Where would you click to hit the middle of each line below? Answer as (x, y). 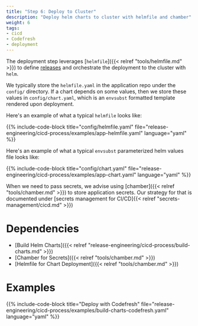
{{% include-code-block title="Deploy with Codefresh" (73, 304)
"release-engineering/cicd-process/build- (139, 245)
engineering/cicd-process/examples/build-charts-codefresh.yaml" (87, 310)
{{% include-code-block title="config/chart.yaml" (66, 168)
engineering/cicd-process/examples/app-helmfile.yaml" (74, 133)
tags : (13, 28)
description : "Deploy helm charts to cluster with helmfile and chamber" (99, 17)
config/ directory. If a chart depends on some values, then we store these (96, 91)
